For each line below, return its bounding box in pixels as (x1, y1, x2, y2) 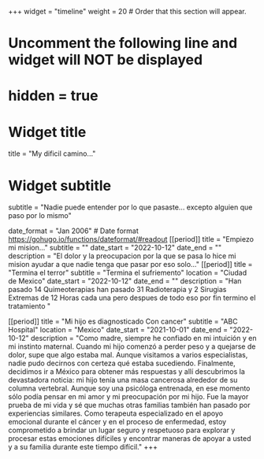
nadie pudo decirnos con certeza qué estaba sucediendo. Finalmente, (8, 358, 236, 368)
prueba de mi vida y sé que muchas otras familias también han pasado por (8, 401, 251, 410)
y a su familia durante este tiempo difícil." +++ (8, 442, 158, 452)
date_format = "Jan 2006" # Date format (8, 226, 139, 235)
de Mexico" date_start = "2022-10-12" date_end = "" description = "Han (8, 276, 242, 286)
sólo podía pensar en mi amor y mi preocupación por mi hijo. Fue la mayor (8, 392, 249, 402)
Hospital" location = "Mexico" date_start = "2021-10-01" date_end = (8, 325, 229, 335)
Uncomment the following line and (8, 35, 238, 52)
